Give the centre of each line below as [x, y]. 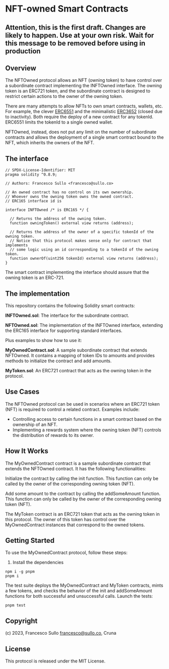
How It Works [27, 451]
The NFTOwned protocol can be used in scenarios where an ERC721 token [82, 404]
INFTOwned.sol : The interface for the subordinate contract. [67, 315]
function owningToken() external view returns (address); [72, 223]
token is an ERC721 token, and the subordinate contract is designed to [78, 91]
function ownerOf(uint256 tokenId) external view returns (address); [84, 259]
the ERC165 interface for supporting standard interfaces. [64, 330]
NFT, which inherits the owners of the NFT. [50, 143]
